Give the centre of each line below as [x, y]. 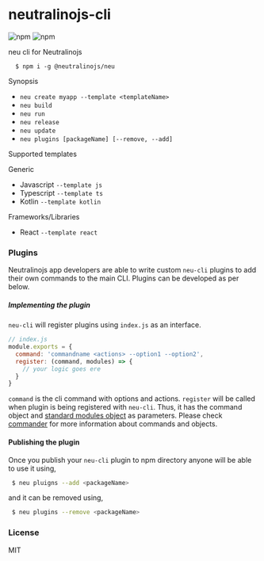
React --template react [58, 232]
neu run [32, 114]
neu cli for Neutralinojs [45, 52]
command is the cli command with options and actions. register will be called [132, 399]
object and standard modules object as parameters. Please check [115, 416]
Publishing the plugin [44, 442]
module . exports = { [40, 347]
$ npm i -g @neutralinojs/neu [65, 66]
